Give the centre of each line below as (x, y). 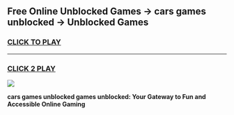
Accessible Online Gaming (46, 104)
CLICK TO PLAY (34, 43)
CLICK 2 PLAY (31, 68)
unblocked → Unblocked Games (78, 23)
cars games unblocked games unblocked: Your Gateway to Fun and (107, 96)
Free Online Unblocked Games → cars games (107, 11)
